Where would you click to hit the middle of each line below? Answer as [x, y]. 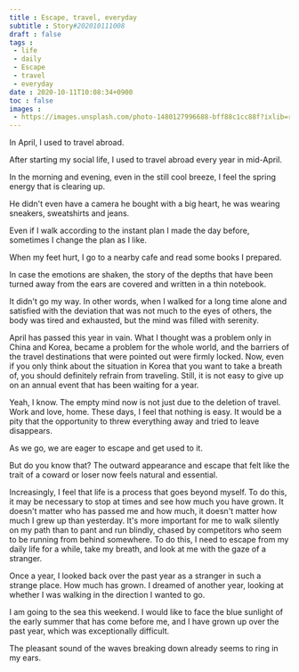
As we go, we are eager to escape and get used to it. [106, 448]
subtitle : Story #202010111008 [67, 26]
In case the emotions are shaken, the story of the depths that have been [141, 275]
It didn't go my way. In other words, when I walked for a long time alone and [148, 302]
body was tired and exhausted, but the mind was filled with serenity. [134, 320]
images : [25, 109]
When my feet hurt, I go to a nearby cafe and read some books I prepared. [145, 257]
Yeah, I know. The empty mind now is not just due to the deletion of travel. [145, 402]
